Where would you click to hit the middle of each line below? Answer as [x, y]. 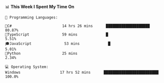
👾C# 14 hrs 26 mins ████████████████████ [78, 26]
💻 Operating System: [27, 67]
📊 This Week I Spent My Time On [40, 7]
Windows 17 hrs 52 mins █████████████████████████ [82, 72]
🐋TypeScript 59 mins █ [57, 35]
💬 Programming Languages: [31, 18]
